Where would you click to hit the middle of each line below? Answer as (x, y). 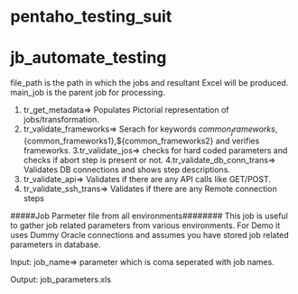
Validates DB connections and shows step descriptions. (127, 170)
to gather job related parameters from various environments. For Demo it (145, 225)
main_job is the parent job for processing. (88, 93)
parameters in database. (56, 244)
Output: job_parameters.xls (61, 279)
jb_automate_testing (88, 58)
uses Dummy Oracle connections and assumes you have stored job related (150, 234)
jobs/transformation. (61, 120)
